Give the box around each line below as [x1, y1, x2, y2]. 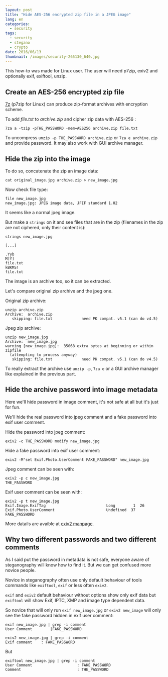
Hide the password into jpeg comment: [5, 429, 85, 435]
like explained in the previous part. [5, 371, 76, 377]
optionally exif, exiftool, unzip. [5, 73, 67, 79]
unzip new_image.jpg [5, 335, 49, 340]
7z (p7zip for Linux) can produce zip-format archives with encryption [5, 101, 148, 107]
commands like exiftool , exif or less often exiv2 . [5, 582, 108, 588]
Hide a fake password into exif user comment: [5, 447, 100, 453]
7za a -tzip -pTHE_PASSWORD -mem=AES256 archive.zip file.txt [5, 126, 138, 131]
